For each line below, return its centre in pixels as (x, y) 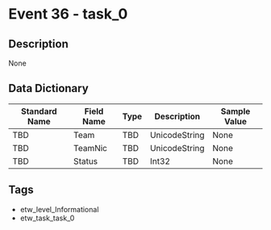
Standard (39, 111)
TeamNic (90, 148)
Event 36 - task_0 (68, 14)
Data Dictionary (48, 88)
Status (86, 161)
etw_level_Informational (59, 209)
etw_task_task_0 (47, 218)
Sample (236, 111)
